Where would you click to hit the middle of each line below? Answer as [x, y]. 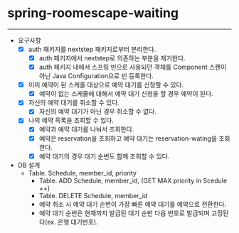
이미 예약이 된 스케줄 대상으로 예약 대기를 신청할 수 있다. [106, 85]
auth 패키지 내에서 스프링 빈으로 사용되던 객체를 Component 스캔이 [133, 67]
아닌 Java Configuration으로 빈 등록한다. [96, 76]
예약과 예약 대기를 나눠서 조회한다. [86, 129]
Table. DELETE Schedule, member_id [93, 195]
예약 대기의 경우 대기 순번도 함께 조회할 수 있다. [104, 156]
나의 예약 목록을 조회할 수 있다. [71, 120]
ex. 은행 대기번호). [73, 222]
